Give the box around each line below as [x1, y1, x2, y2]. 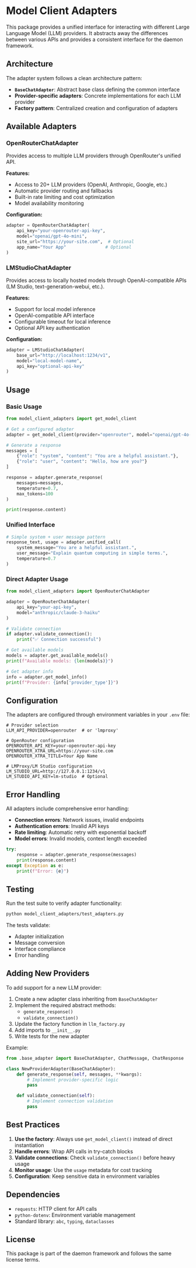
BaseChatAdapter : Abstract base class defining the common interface [14, 86, 180, 93]
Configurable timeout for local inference [14, 318, 111, 325]
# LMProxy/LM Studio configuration [6, 763, 93, 770]
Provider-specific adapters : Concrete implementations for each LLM [14, 92, 181, 99]
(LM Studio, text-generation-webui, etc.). [6, 282, 105, 290]
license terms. [6, 1256, 40, 1263]
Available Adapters [6, 122, 77, 132]
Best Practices [6, 1120, 60, 1130]
